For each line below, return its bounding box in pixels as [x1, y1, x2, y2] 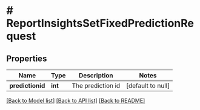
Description [78, 71, 113, 79]
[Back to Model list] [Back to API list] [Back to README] [6, 97, 145, 104]
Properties [6, 53, 47, 63]
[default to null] [126, 82, 170, 89]
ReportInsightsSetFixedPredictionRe [6, 16, 195, 30]
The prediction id [72, 82, 121, 89]
